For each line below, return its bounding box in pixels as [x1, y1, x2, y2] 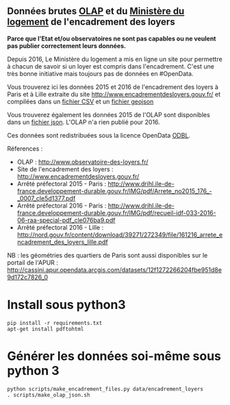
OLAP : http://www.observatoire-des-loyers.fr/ [16, 158, 149, 166]
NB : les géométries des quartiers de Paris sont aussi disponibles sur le [7, 251, 208, 259]
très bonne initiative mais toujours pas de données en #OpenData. [7, 69, 194, 77]
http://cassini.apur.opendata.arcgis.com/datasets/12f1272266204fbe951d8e [7, 265, 222, 273]
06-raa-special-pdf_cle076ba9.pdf [16, 216, 116, 224]
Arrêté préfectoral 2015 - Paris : [16, 180, 107, 188]
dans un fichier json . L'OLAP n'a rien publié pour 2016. [7, 118, 161, 126]
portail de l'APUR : [7, 258, 58, 267]
